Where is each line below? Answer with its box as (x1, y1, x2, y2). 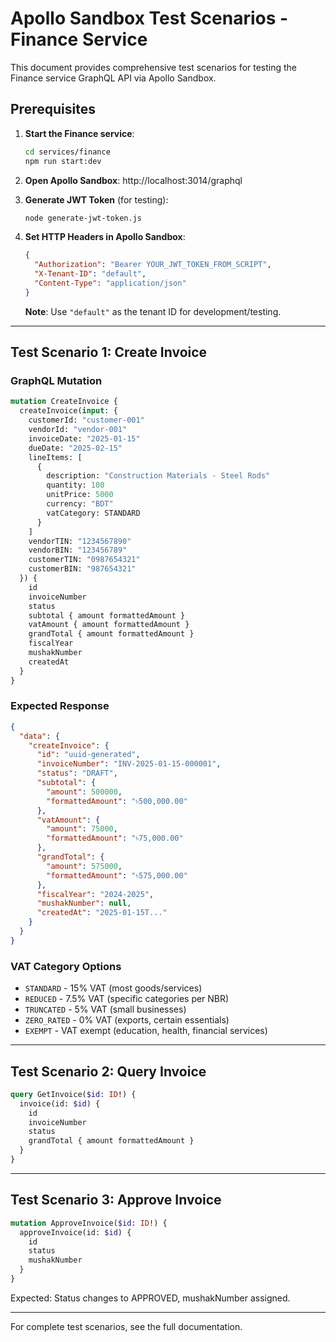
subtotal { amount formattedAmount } (28, 610, 186, 621)
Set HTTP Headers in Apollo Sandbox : (24, 231, 186, 243)
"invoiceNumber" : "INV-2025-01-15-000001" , (36, 759, 222, 769)
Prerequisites (10, 101, 96, 118)
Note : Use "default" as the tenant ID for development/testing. (24, 305, 282, 317)
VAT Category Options (10, 959, 122, 973)
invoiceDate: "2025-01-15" (28, 433, 141, 444)
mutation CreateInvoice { (10, 397, 118, 407)
